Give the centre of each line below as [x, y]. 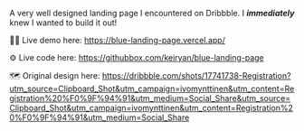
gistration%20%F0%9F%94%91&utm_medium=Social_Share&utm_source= [150, 98]
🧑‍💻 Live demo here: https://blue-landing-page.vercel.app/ [118, 40]
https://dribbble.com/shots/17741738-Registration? [197, 75]
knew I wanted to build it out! [63, 23]
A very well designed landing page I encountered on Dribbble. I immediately [152, 13]
